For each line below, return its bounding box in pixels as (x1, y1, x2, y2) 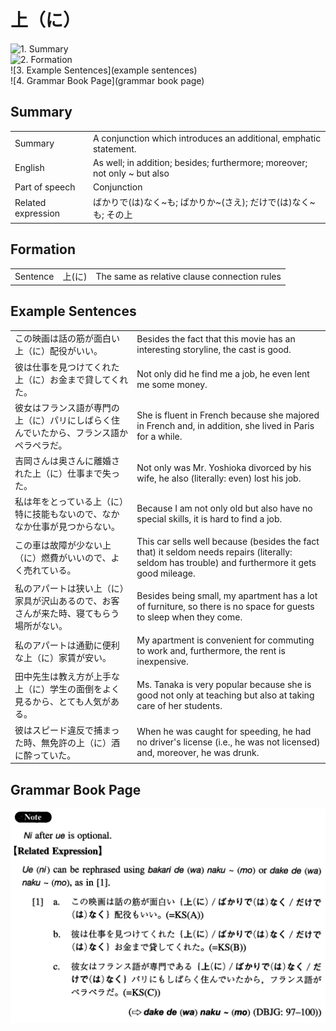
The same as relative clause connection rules (95, 270, 282, 282)
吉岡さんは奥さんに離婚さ (14, 455, 120, 467)
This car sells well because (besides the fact (136, 535, 320, 547)
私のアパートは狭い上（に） (14, 582, 125, 594)
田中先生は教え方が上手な (14, 671, 120, 683)
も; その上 (92, 209, 133, 221)
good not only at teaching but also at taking (136, 689, 315, 701)
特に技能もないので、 (14, 508, 103, 520)
